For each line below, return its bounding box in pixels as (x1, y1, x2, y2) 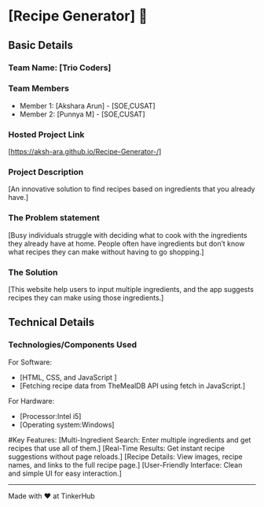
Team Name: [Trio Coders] (8, 62, 112, 73)
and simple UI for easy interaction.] (8, 468, 122, 478)
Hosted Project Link (8, 129, 85, 140)
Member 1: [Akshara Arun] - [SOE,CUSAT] (19, 101, 156, 110)
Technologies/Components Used (8, 339, 137, 350)
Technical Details (8, 316, 95, 329)
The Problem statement (8, 213, 101, 224)
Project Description (8, 167, 84, 178)
